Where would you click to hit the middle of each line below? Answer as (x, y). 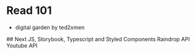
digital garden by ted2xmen (50, 27)
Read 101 (29, 11)
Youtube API (22, 46)
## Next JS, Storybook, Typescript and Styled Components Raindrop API (98, 39)
